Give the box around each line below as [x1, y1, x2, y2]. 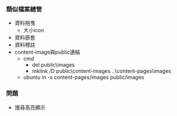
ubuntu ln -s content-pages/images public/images [23, 74, 144, 81]
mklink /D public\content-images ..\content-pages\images [32, 68, 171, 75]
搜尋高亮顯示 [14, 104, 46, 111]
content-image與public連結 [14, 48, 81, 56]
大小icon [23, 27, 44, 34]
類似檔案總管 [6, 5, 43, 13]
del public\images [32, 61, 75, 68]
